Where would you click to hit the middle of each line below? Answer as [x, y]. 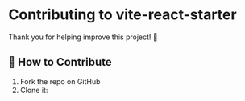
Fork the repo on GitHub [60, 81]
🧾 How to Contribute [60, 62]
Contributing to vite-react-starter [122, 15]
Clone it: [34, 90]
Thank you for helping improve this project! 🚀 [83, 37]
